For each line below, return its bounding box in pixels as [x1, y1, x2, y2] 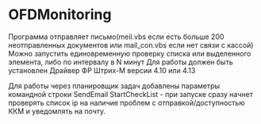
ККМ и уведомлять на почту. [8, 106, 106, 116]
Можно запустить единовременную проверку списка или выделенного [8, 48, 251, 58]
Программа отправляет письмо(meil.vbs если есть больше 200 [8, 32, 225, 41]
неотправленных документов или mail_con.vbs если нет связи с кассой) [8, 40, 254, 49]
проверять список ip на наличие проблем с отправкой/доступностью [8, 98, 246, 107]
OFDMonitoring [8, 6, 112, 24]
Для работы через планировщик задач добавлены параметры [8, 81, 221, 91]
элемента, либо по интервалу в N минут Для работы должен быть [8, 57, 233, 67]
